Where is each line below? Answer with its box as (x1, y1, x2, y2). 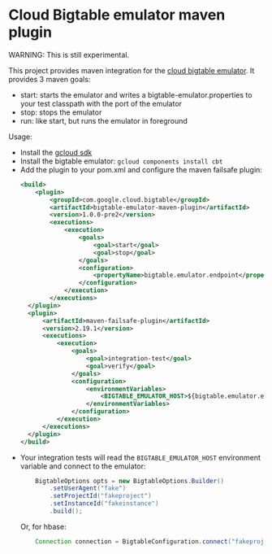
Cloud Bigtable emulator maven (8, 6, 226, 24)
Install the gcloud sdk (19, 147, 93, 157)
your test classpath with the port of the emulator (19, 98, 183, 108)
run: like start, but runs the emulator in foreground (19, 116, 188, 125)
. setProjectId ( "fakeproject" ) (50, 492, 152, 500)
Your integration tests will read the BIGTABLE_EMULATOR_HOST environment (19, 452, 261, 462)
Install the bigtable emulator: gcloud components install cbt (19, 156, 223, 166)
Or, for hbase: (19, 521, 67, 531)
